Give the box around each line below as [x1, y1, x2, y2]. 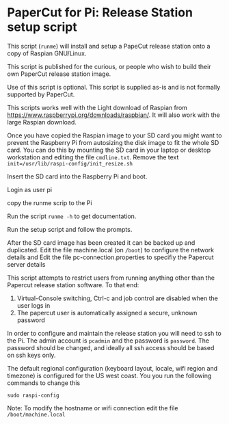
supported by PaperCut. [7, 90, 75, 98]
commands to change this [7, 378, 81, 387]
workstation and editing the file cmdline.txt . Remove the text [7, 153, 179, 161]
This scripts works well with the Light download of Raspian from [7, 103, 188, 111]
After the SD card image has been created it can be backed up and [7, 238, 196, 247]
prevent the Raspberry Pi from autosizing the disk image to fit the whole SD [7, 138, 219, 146]
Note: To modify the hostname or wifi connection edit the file [7, 403, 178, 412]
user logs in [16, 301, 51, 309]
